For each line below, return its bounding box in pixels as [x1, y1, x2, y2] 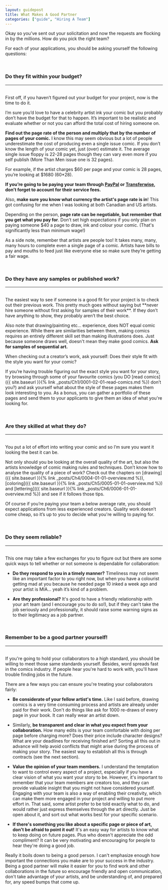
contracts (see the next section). [12, 754, 80, 760]
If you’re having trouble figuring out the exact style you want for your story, [5, 368, 160, 374]
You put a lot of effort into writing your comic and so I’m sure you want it [5, 444, 154, 450]
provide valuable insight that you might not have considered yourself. [12, 785, 155, 791]
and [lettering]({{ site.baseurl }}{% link [5, 486, 85, 492]
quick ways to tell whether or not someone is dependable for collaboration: [5, 560, 160, 567]
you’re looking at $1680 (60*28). [5, 171, 73, 177]
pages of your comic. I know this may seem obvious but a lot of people [5, 135, 152, 141]
